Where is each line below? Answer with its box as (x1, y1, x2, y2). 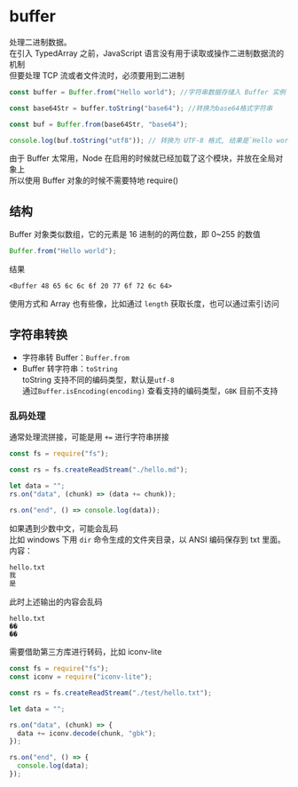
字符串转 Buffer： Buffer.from (21, 352, 130, 362)
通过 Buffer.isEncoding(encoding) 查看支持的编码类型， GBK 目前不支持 (21, 385, 278, 396)
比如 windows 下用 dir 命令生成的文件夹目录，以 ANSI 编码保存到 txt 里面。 (9, 534, 286, 545)
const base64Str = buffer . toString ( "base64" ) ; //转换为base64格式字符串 (9, 104, 273, 113)
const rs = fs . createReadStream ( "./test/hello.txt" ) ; (9, 688, 213, 697)
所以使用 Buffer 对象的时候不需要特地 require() (9, 175, 179, 186)
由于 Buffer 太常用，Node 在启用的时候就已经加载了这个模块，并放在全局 (9, 153, 276, 163)
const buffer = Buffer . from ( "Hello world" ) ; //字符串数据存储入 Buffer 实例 (9, 87, 286, 97)
